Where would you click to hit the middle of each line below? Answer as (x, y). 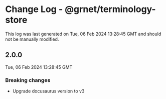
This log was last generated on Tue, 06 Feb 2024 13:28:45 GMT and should (83, 34)
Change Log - (34, 9)
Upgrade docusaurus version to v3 (48, 91)
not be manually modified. (32, 39)
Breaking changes (28, 80)
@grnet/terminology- (110, 9)
